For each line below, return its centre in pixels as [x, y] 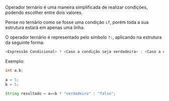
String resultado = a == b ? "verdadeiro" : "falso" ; [60, 94]
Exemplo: [15, 61]
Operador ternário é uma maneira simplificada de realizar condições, [76, 7]
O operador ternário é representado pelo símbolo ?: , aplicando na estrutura [83, 37]
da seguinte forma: [25, 42]
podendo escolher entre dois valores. [44, 12]
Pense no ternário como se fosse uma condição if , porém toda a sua [77, 22]
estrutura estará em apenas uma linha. [45, 27]
